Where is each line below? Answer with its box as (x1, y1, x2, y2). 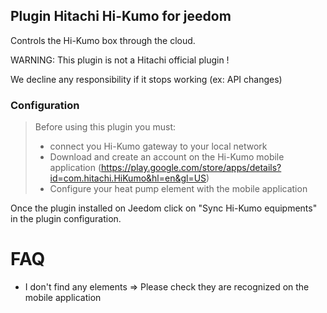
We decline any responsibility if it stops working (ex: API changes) (10, 73, 283, 85)
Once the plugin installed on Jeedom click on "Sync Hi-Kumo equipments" (10, 202, 318, 214)
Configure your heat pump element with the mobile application (49, 183, 308, 195)
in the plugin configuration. (10, 213, 122, 225)
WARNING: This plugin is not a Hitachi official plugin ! (10, 54, 230, 66)
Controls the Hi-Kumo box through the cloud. (10, 34, 196, 46)
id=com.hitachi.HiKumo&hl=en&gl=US (49, 172, 207, 184)
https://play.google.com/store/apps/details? (101, 162, 282, 174)
